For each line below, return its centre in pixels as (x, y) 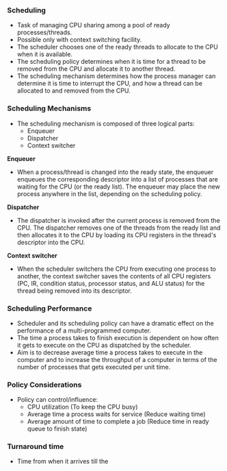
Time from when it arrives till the (63, 461)
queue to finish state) (57, 429)
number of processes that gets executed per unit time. (94, 367)
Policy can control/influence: (57, 400)
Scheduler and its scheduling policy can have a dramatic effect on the (115, 323)
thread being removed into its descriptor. (74, 291)
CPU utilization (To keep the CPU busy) (82, 407)
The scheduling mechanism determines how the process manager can (116, 76)
